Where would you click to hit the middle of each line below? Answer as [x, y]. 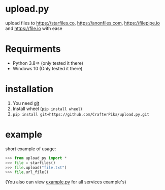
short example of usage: [31, 149]
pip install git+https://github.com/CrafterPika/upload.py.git [81, 114]
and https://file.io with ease [34, 28]
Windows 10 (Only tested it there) [47, 68]
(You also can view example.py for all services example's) [66, 182]
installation [29, 89]
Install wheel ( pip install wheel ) [47, 108]
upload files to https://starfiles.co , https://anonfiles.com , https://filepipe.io [82, 23]
